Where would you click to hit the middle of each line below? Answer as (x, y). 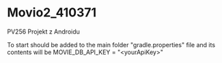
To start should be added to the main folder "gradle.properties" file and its (111, 45)
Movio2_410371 (52, 13)
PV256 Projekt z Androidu (44, 32)
